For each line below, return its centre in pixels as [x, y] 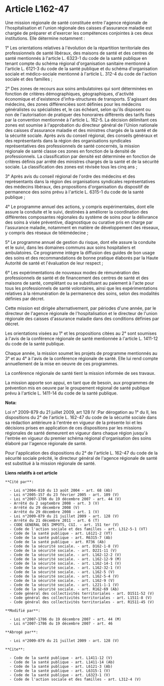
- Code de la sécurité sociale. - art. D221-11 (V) [63, 551]
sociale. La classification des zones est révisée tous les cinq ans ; [71, 167]
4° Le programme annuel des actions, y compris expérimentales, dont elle [80, 207]
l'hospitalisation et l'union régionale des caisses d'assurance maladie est [79, 27]
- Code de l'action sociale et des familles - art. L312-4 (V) [75, 679]
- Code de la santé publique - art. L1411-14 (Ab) [62, 662]
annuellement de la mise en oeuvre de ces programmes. [62, 364]
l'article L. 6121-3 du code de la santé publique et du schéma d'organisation [82, 68]
